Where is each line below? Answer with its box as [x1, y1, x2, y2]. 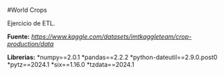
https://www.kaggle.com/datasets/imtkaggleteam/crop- [31, 32, 192, 41]
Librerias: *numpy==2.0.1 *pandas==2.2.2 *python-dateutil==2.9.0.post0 [7, 53, 218, 61]
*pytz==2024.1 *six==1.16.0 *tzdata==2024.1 [7, 61, 135, 68]
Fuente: [7, 32, 30, 41]
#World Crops [7, 6, 47, 14]
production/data [7, 40, 54, 47]
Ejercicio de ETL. [7, 19, 55, 27]
